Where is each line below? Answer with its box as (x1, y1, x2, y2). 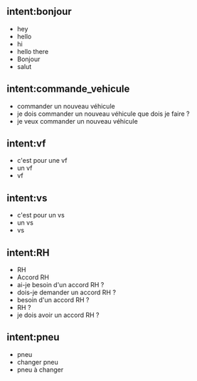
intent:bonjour (6, 6, 72, 18)
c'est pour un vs (16, 211, 65, 220)
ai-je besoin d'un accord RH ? (16, 281, 105, 289)
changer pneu (16, 358, 58, 366)
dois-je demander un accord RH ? (16, 288, 117, 297)
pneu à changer (16, 365, 64, 374)
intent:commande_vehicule (6, 83, 130, 95)
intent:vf (6, 138, 46, 150)
